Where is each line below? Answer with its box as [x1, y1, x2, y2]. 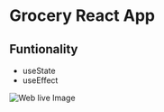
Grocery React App [9, 5, 156, 26]
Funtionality [9, 42, 78, 57]
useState [22, 65, 56, 76]
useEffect [22, 75, 59, 86]
